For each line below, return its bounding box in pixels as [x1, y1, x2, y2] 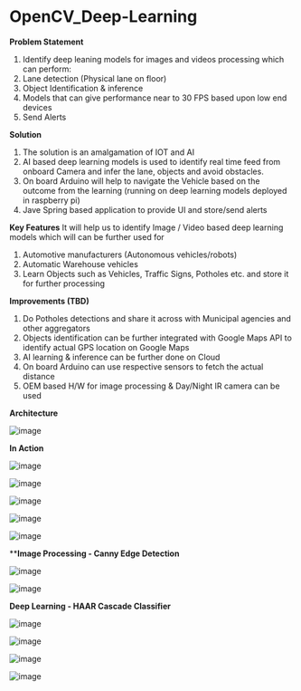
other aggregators [22, 322, 90, 333]
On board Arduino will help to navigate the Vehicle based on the [22, 175, 260, 187]
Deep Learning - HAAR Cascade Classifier [9, 600, 172, 611]
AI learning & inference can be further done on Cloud [22, 351, 221, 362]
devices [22, 101, 52, 112]
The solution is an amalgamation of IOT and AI [22, 147, 195, 158]
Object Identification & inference [22, 82, 144, 93]
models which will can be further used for [9, 231, 165, 242]
